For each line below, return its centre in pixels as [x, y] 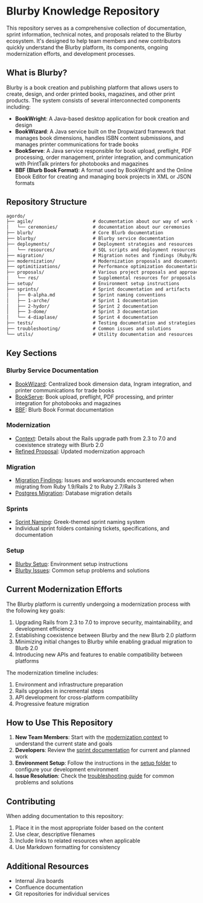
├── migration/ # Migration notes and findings [90, 255]
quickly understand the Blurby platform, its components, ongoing [87, 47]
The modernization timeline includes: [52, 673]
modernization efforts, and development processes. [71, 53]
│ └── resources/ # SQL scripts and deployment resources [101, 250]
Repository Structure [47, 202]
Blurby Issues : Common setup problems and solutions [82, 570]
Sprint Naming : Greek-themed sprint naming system [80, 522]
